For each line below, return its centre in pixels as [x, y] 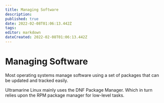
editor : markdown [23, 33]
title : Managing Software [32, 10]
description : [19, 14]
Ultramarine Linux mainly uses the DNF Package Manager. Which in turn [79, 90]
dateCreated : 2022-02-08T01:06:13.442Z [46, 37]
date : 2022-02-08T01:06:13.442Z [38, 23]
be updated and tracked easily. [37, 80]
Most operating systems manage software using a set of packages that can [82, 75]
